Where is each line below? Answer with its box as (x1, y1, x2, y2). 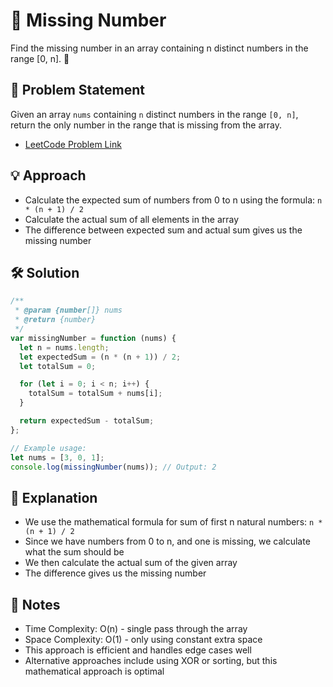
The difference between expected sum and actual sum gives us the (24, 224, 303, 236)
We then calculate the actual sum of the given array (24, 557, 238, 569)
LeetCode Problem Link (24, 138, 122, 150)
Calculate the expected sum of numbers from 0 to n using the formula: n (24, 194, 323, 206)
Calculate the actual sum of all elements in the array (24, 213, 240, 225)
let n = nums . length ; (19, 342, 110, 353)
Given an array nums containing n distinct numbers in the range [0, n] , (10, 108, 299, 120)
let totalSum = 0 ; (19, 361, 97, 371)
